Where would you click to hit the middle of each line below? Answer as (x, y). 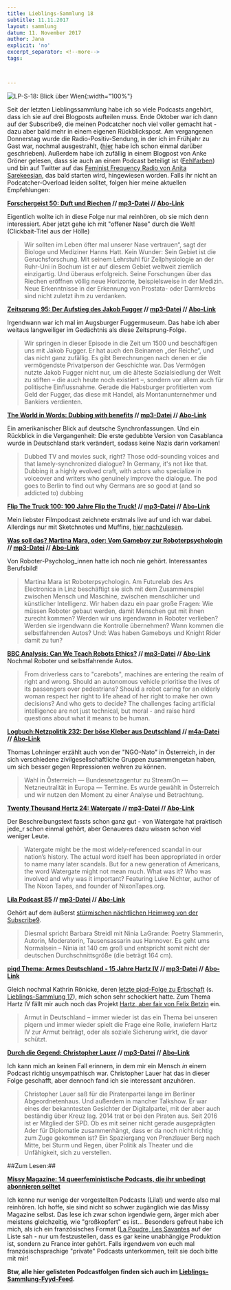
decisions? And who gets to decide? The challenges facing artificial (119, 703)
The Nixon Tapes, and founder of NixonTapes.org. (95, 886)
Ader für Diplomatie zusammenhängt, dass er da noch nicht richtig (118, 1130)
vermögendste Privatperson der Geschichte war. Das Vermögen (114, 365)
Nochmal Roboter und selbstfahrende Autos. (70, 660)
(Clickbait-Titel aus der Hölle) (48, 231)
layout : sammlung (32, 26)
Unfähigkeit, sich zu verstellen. (68, 1152)
